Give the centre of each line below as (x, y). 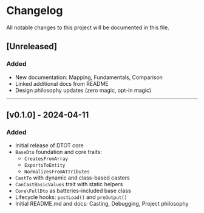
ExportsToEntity (45, 166)
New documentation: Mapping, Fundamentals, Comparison (89, 77)
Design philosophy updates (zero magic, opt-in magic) (83, 90)
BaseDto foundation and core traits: (58, 152)
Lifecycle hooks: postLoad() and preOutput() (71, 197)
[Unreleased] (32, 47)
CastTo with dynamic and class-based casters (72, 178)
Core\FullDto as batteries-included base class (73, 191)
